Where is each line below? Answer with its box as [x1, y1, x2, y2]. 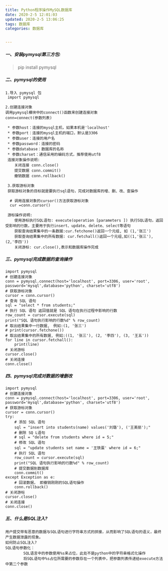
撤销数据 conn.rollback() [14, 174, 66, 179]
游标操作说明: [7, 213, 33, 218]
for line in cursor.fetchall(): [5, 338, 73, 343]
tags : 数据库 [5, 21, 30, 27]
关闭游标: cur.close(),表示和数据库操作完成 [14, 245, 99, 250]
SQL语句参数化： [5, 545, 35, 550]
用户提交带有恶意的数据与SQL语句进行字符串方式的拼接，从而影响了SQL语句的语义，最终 [5, 529, 161, 534]
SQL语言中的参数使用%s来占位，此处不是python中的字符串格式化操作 [23, 551, 146, 556]
